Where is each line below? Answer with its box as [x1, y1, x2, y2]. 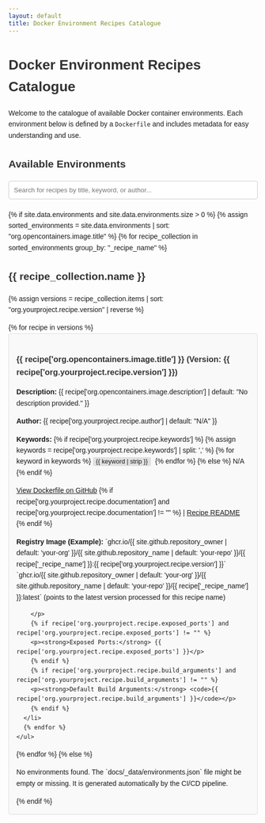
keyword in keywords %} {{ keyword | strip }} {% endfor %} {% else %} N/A [16, 457, 244, 466]
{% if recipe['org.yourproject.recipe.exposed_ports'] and [30, 619, 229, 628]
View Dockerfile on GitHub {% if [16, 486, 114, 495]
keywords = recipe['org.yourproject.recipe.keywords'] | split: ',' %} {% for [16, 445, 235, 455]
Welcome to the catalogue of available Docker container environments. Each [8, 109, 243, 118]
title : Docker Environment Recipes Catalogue [8, 19, 161, 27]
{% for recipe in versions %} [8, 323, 94, 332]
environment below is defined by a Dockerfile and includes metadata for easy [8, 120, 249, 129]
